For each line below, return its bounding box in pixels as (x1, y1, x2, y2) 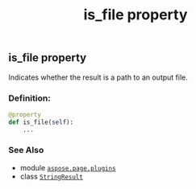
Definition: (8, 92, 51, 104)
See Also (8, 145, 44, 156)
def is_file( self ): (8, 118, 74, 126)
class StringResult (19, 171, 83, 181)
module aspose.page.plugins (19, 162, 116, 172)
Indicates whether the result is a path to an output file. (8, 72, 188, 82)
